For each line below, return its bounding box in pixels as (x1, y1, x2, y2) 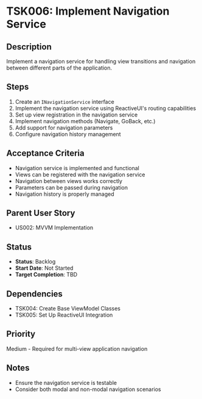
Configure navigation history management (15, 130, 121, 138)
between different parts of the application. (6, 64, 113, 71)
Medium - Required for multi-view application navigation (6, 345, 148, 352)
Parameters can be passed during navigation (15, 184, 128, 191)
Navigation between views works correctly (15, 177, 123, 184)
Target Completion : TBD (15, 271, 78, 278)
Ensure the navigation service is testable (15, 379, 117, 386)
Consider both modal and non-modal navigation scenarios (15, 386, 161, 393)
